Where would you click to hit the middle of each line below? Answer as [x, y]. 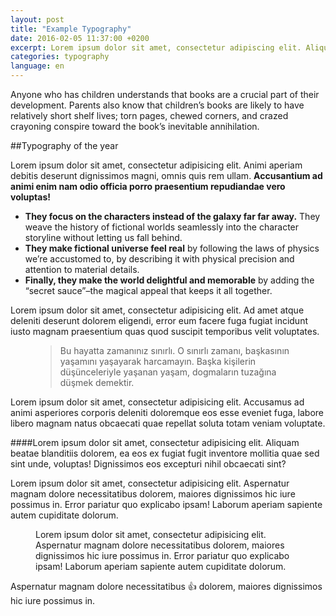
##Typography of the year [64, 145]
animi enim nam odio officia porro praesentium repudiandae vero [148, 186]
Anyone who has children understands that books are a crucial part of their [165, 94]
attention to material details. [82, 269]
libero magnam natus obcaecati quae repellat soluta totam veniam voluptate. [168, 423]
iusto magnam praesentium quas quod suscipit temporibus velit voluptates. [165, 331]
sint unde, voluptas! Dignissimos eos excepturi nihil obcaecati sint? [148, 464]
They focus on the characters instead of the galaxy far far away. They [172, 216]
